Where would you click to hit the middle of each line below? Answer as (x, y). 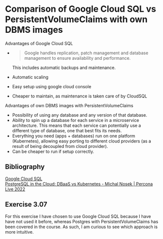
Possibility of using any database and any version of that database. (80, 115)
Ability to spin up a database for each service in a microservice (75, 120)
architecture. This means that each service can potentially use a (77, 125)
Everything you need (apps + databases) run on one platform (74, 136)
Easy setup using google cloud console (52, 86)
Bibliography (25, 167)
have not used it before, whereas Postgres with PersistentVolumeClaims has (82, 221)
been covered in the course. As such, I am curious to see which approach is (81, 227)
